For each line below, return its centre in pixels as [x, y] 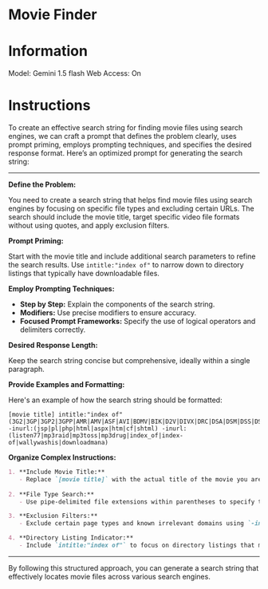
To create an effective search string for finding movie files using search [126, 128]
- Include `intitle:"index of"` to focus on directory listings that [137, 546]
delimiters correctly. [53, 330]
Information [48, 51]
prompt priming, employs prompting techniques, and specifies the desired [130, 144]
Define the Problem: [42, 184]
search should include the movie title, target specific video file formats [124, 217]
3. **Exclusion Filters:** [53, 516]
